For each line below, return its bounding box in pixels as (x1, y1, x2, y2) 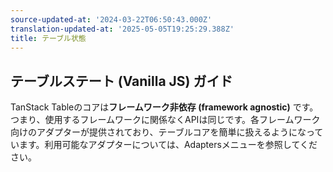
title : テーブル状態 (10, 33, 87, 43)
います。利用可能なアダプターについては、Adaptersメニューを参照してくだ (10, 139, 318, 151)
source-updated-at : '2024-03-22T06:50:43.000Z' (10, 14, 213, 25)
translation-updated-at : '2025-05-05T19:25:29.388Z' (10, 24, 235, 34)
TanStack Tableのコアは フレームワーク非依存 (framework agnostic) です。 (10, 101, 319, 113)
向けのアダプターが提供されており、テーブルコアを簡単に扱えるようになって (10, 126, 324, 138)
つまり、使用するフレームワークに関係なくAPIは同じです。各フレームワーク (10, 114, 321, 126)
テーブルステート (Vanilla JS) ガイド (10, 72, 233, 90)
